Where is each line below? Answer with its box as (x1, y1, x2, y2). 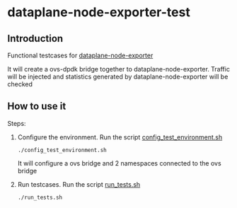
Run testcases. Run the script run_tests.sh (17, 180, 141, 188)
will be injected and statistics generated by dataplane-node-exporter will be (7, 72, 229, 81)
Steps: (7, 119, 26, 127)
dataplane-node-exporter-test (7, 4, 191, 21)
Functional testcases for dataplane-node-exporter (7, 51, 154, 59)
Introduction (7, 33, 64, 45)
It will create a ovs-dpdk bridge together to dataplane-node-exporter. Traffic (7, 65, 230, 73)
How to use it (7, 100, 67, 112)
